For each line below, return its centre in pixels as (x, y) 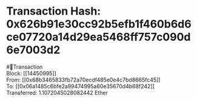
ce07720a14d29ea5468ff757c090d (98, 37)
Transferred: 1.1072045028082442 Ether (57, 92)
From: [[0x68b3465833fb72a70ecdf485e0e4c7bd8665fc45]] (83, 80)
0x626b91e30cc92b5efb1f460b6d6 (99, 24)
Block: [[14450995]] (31, 73)
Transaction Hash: (54, 11)
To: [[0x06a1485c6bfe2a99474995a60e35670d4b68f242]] (80, 86)
